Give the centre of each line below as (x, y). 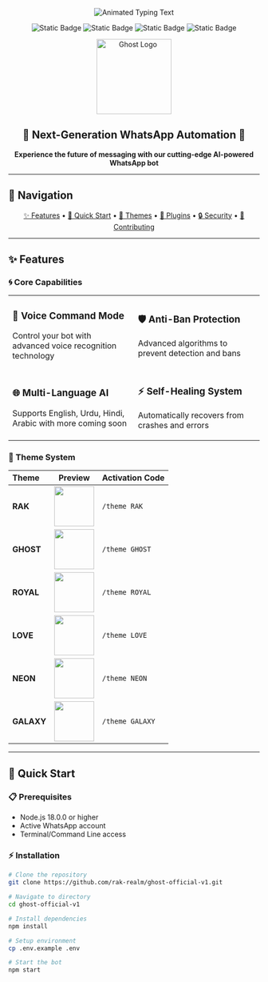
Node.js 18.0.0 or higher (59, 817)
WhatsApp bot (134, 162)
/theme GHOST (126, 549)
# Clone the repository (48, 875)
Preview (74, 478)
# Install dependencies (48, 919)
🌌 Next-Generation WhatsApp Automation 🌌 (134, 135)
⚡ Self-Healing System (190, 391)
